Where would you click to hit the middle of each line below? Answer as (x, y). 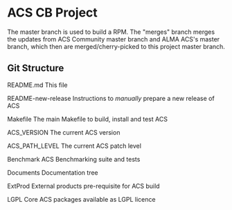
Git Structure (36, 68)
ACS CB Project (53, 13)
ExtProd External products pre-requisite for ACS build (84, 186)
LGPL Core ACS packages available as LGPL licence (81, 199)
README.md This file (37, 85)
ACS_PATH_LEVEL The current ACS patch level (74, 146)
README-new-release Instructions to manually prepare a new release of (111, 98)
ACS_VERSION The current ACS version (64, 132)
